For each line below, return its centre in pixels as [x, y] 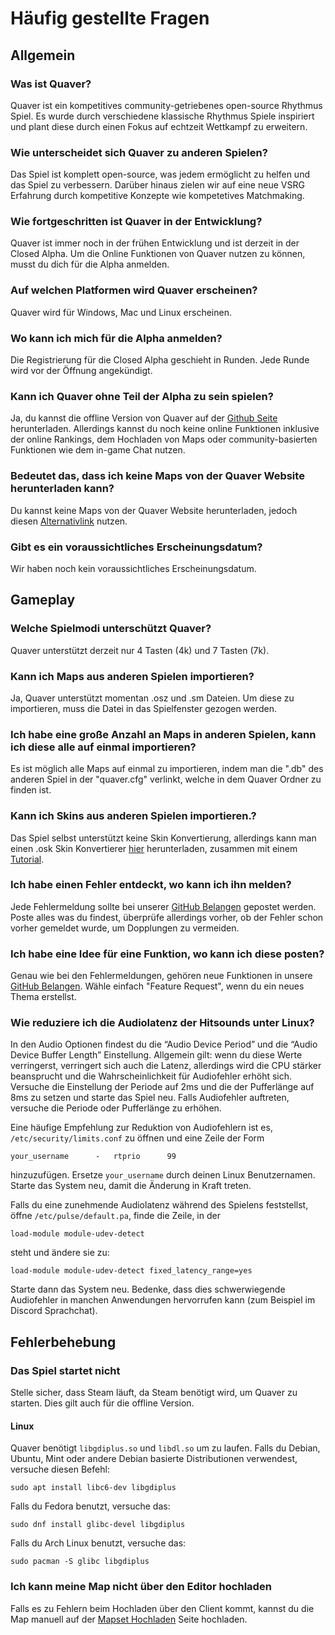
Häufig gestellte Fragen [110, 18]
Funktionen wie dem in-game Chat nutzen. [98, 450]
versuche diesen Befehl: [60, 1469]
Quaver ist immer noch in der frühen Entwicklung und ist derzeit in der [155, 243]
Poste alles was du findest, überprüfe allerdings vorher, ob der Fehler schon [167, 917]
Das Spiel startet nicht [65, 1370]
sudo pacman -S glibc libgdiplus [80, 1562]
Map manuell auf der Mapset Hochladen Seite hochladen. [129, 1619]
